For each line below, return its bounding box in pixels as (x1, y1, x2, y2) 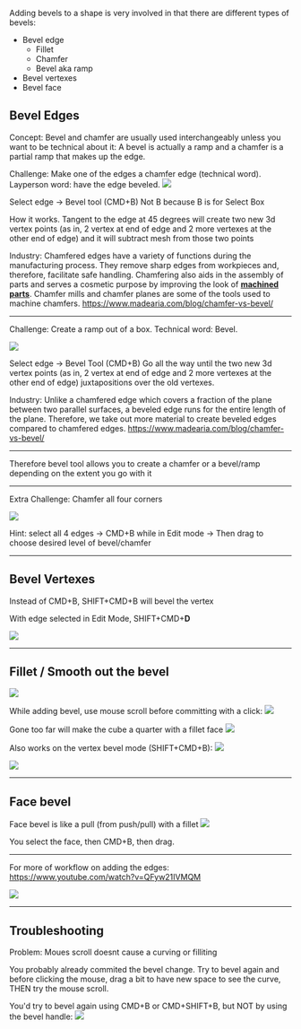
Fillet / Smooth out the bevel (9, 664, 169, 680)
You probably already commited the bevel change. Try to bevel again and (9, 964, 279, 975)
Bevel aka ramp (35, 63, 94, 74)
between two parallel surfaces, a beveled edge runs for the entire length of (9, 404, 287, 414)
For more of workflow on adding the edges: (9, 862, 170, 873)
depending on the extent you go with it (9, 467, 152, 478)
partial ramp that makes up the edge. (9, 151, 146, 161)
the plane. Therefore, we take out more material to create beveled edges (9, 413, 277, 424)
